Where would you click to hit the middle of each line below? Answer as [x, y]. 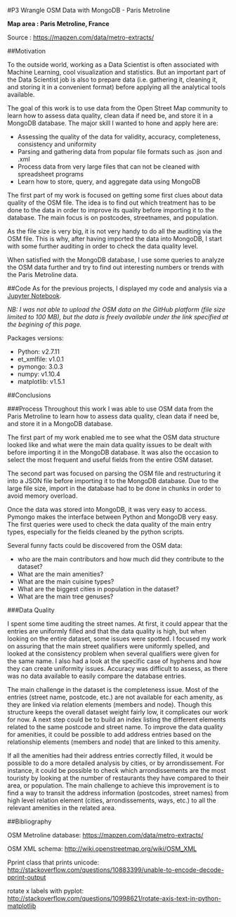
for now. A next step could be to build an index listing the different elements [117, 719]
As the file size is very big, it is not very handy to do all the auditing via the [115, 231]
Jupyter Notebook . [34, 296]
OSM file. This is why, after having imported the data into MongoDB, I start [115, 239]
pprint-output [27, 877]
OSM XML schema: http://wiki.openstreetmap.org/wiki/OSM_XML [102, 849]
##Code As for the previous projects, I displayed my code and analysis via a [117, 288]
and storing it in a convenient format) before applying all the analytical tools [117, 87]
